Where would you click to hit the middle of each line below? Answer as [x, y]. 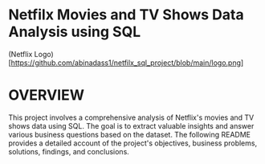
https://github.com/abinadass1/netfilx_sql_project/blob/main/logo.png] [127, 63]
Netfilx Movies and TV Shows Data [126, 15]
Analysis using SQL [75, 32]
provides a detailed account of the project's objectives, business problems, [133, 143]
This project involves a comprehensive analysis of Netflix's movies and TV [131, 117]
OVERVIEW [47, 95]
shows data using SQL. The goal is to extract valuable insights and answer [131, 125]
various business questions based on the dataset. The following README [130, 134]
